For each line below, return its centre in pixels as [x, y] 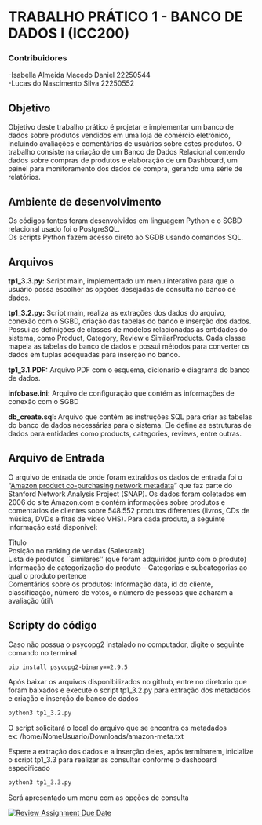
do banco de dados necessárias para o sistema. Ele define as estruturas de [130, 425]
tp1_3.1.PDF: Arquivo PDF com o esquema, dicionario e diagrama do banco [129, 370]
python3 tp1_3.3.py [40, 783]
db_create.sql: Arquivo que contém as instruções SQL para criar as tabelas [130, 417]
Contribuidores [38, 58]
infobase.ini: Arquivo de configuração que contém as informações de [121, 393]
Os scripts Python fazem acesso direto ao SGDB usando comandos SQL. [126, 237]
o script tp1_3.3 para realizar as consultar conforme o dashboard [113, 760]
